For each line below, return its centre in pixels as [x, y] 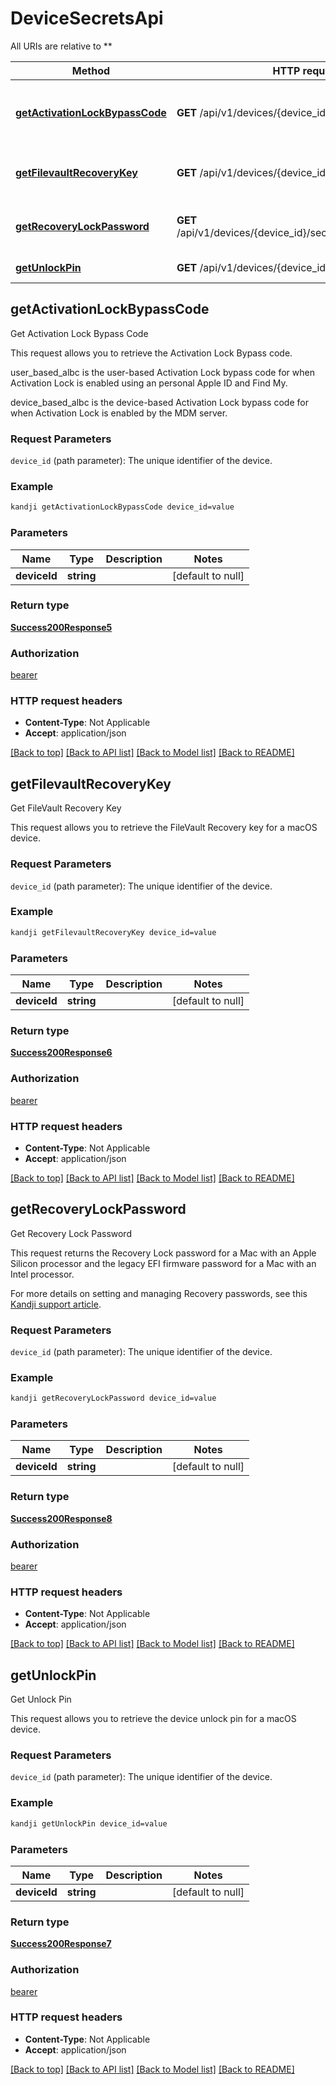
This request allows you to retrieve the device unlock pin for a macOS [153, 1719]
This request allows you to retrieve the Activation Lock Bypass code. [151, 353]
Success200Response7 [61, 1944]
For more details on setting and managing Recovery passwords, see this [159, 1293]
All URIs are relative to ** [61, 46]
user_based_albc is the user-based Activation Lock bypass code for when [162, 372]
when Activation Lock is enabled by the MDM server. [119, 413]
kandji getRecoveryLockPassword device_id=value [113, 1398]
